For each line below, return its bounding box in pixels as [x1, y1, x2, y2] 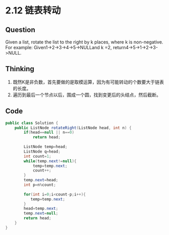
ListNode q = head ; [24, 149, 60, 154]
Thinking [5, 65, 35, 73]
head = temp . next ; [24, 206, 58, 211]
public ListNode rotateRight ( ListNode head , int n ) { [14, 125, 132, 131]
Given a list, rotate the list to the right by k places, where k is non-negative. [5, 39, 163, 45]
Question [5, 25, 35, 34]
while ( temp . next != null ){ [24, 158, 77, 164]
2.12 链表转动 [5, 5, 61, 16]
